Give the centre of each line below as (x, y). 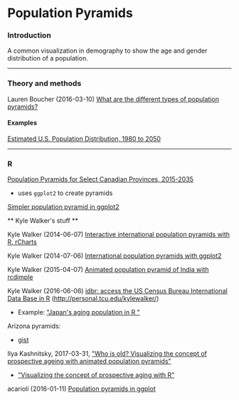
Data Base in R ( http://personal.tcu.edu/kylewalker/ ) (83, 299)
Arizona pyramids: (34, 326)
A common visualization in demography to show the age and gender (107, 51)
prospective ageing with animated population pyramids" (90, 362)
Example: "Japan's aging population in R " (79, 312)
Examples (22, 123)
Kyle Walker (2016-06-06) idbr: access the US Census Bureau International (117, 291)
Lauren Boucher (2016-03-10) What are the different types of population (113, 99)
